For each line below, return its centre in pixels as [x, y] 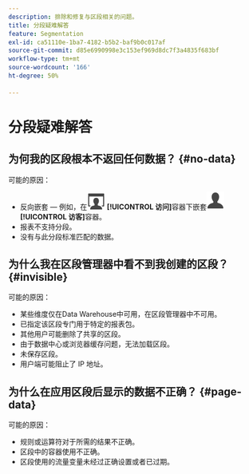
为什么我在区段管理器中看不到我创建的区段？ [119, 265]
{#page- [220, 391]
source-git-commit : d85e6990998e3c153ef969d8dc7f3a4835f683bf [114, 51]
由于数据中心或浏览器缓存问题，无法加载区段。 [97, 344]
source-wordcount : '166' [49, 68]
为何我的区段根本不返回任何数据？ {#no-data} [122, 159]
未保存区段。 [41, 354]
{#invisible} [38, 277]
